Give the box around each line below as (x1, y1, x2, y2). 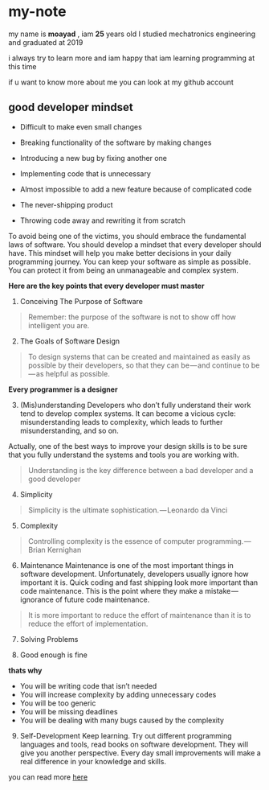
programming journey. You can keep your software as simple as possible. (8, 257, 251, 266)
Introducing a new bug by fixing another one (19, 153, 167, 163)
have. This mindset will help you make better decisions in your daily (8, 248, 232, 257)
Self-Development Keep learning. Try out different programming (19, 730, 232, 740)
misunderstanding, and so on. (19, 426, 119, 435)
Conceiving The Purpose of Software (19, 296, 143, 306)
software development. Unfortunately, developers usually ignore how (19, 569, 249, 578)
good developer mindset (8, 101, 134, 114)
